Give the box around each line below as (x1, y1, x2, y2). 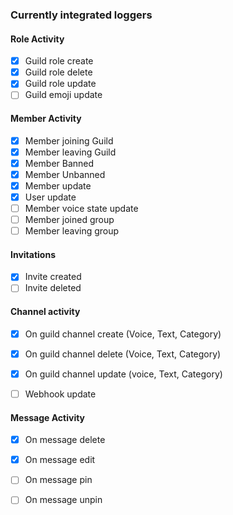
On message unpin (24, 494, 103, 506)
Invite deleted (24, 282, 82, 294)
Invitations (10, 248, 56, 260)
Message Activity (10, 411, 86, 423)
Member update (24, 179, 92, 192)
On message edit (24, 454, 96, 466)
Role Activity (10, 33, 65, 45)
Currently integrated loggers (10, 8, 153, 22)
